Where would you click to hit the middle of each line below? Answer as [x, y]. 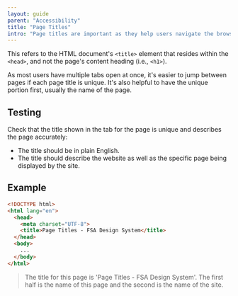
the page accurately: [38, 137]
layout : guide [28, 14]
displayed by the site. [49, 166]
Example [27, 188]
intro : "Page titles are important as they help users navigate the [110, 34]
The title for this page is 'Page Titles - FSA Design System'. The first [124, 277]
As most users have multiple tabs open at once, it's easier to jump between [117, 75]
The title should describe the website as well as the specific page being [122, 158]
